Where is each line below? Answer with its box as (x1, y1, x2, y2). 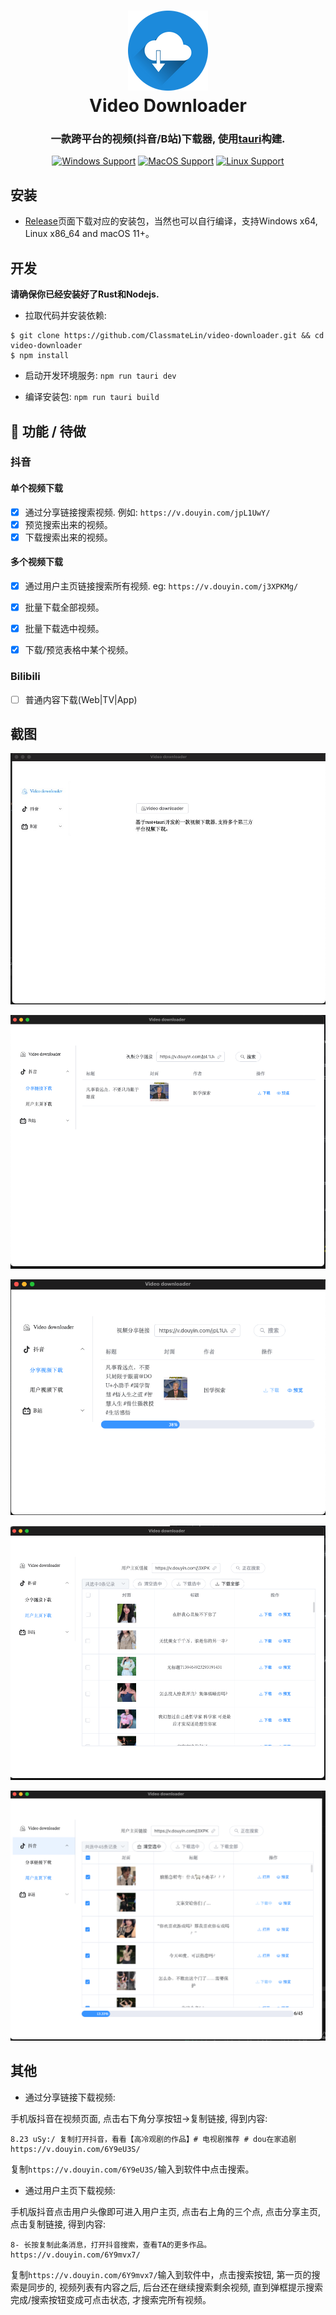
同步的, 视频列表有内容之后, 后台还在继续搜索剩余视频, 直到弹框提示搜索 (27, 2281, 323, 2293)
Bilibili (10, 670, 41, 684)
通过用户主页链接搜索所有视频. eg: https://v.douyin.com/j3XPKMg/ (24, 580, 299, 592)
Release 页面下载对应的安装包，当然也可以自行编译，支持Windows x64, (24, 215, 318, 227)
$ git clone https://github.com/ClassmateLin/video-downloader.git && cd (10, 331, 325, 341)
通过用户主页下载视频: (24, 2184, 116, 2196)
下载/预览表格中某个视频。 (24, 644, 134, 656)
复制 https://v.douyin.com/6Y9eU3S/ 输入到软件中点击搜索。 (10, 2163, 255, 2175)
